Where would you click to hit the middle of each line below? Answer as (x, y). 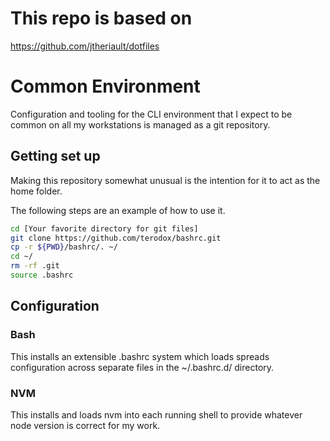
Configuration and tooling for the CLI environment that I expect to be (151, 114)
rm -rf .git (35, 266)
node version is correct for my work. (85, 425)
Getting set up (55, 156)
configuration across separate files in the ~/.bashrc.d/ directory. (142, 367)
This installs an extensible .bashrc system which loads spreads (140, 356)
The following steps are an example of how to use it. (118, 210)
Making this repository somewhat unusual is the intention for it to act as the (165, 180)
